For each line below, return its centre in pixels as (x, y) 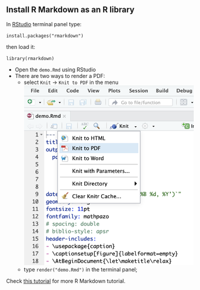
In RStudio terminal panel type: (44, 24)
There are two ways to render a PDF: (60, 76)
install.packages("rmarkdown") (45, 36)
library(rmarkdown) (30, 58)
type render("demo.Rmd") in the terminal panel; (81, 270)
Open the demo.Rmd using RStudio (55, 69)
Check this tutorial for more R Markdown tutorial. (66, 281)
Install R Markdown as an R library (71, 10)
